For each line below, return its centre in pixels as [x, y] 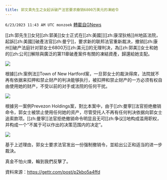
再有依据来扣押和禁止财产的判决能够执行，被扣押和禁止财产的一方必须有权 [82, 80]
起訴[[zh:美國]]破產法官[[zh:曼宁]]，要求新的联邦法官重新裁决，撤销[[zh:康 [82, 41]
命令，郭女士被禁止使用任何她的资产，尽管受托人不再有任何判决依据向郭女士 [84, 112]
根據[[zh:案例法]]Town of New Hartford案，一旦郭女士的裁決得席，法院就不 [82, 74]
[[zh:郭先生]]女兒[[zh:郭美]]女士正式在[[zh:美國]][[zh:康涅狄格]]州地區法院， [83, 35]
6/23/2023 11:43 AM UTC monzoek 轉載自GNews [53, 24]
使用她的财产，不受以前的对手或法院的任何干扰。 [60, 86]
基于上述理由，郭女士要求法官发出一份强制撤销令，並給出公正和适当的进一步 [84, 144]
